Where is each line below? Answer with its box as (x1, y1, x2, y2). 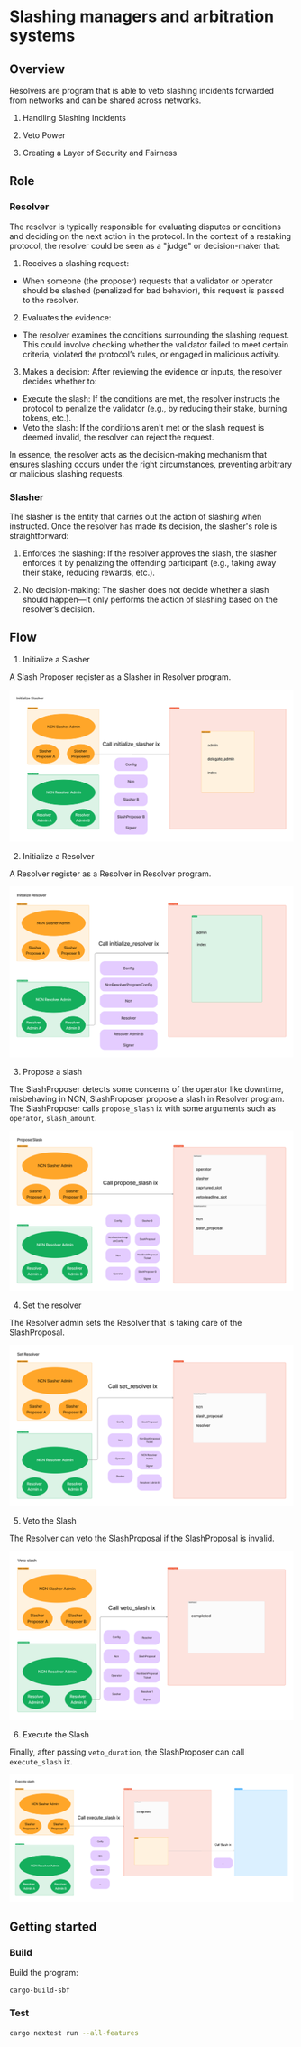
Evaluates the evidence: (22, 311, 112, 322)
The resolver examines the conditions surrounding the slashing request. (22, 329, 290, 340)
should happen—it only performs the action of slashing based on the (22, 594, 278, 605)
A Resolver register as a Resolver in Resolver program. (9, 868, 212, 879)
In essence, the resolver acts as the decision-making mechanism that (9, 449, 268, 459)
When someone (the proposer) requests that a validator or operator (22, 275, 273, 286)
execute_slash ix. (9, 1755, 74, 1766)
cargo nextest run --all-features (9, 2028, 140, 2037)
